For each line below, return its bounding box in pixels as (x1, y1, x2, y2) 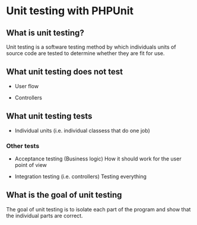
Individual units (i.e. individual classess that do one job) (14, 127, 150, 134)
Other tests (6, 142, 40, 150)
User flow (14, 82, 39, 89)
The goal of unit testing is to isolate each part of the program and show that (6, 205, 191, 213)
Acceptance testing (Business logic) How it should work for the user (14, 155, 182, 162)
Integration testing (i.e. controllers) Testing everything (14, 173, 147, 180)
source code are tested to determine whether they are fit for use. (6, 50, 165, 57)
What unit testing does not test (6, 67, 123, 77)
